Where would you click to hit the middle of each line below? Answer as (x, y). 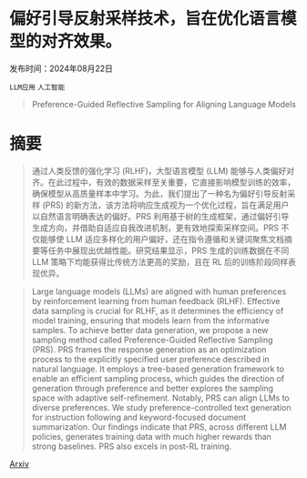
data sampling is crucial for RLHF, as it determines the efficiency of (158, 310)
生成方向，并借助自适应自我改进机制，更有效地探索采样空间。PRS (155, 228)
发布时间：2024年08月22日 (61, 68)
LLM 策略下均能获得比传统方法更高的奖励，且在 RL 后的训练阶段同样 (160, 261)
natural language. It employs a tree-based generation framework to (158, 369)
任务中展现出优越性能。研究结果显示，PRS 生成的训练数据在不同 (169, 250)
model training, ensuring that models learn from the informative (151, 320)
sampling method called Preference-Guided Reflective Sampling (152, 340)
